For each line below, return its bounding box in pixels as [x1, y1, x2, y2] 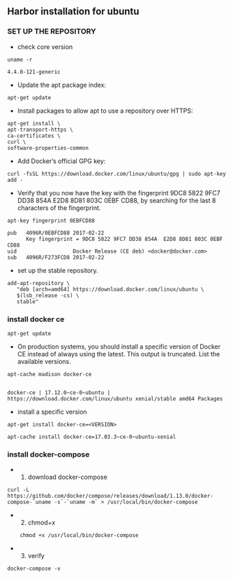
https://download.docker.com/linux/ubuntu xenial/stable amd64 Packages [7, 395, 223, 402]
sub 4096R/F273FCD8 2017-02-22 [7, 253, 105, 261]
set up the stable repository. [17, 266, 99, 274]
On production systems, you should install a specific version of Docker [17, 342, 221, 351]
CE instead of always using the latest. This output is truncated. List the [17, 349, 220, 358]
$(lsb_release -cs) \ [16, 292, 80, 299]
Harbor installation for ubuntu [7, 6, 140, 18]
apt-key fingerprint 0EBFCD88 [7, 217, 96, 224]
